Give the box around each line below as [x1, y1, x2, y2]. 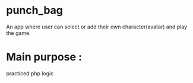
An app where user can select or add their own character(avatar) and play [6, 23, 188, 30]
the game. [6, 29, 31, 36]
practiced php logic [6, 69, 54, 77]
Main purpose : [6, 50, 82, 64]
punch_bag [6, 4, 64, 17]
